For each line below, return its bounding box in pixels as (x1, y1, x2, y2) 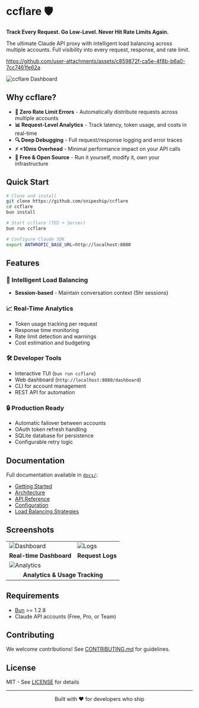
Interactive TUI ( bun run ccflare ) (14, 369, 96, 376)
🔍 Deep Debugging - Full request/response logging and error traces (14, 136, 182, 143)
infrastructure (14, 160, 49, 167)
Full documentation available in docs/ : (6, 471, 98, 478)
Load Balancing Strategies (14, 507, 79, 515)
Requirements (6, 591, 59, 601)
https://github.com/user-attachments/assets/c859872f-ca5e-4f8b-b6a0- (6, 57, 185, 65)
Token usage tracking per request (14, 320, 98, 327)
